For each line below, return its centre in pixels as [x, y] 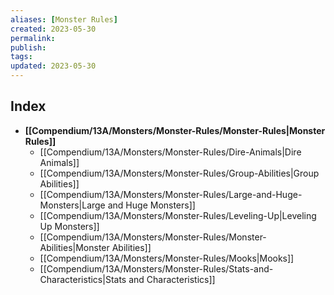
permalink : [33, 38]
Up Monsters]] [69, 226]
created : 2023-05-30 [53, 29]
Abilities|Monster [74, 247]
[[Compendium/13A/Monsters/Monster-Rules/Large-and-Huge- [171, 194]
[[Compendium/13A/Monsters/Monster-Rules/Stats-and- [156, 268]
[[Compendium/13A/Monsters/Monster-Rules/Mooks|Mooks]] [167, 258]
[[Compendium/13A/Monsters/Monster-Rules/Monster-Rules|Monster [175, 130]
